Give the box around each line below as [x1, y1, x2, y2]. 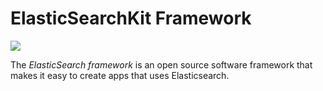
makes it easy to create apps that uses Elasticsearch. [10, 69, 230, 81]
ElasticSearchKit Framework [10, 7, 252, 30]
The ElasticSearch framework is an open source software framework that [10, 58, 313, 71]
